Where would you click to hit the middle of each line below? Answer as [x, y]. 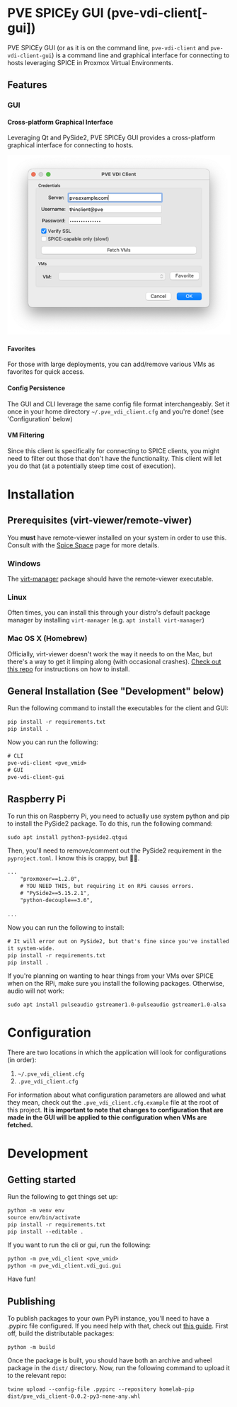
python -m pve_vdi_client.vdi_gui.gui [64, 1266]
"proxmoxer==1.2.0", [50, 879]
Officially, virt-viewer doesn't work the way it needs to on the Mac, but [110, 654]
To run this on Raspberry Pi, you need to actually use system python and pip [118, 816]
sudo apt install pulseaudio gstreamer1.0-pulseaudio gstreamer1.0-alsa [117, 1005]
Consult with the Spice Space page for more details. [83, 545]
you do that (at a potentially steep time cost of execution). [92, 466]
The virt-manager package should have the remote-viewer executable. [110, 579]
